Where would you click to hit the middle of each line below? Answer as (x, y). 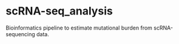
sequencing (21, 34)
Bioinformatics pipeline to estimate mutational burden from (79, 28)
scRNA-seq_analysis (59, 11)
